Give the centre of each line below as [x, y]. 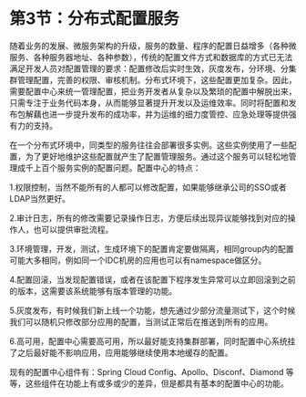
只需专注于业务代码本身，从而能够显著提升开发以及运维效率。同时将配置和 [149, 102]
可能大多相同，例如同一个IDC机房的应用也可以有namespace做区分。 [138, 260]
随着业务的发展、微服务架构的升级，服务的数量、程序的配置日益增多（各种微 [153, 46]
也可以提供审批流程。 [73, 229]
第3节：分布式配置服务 [95, 19]
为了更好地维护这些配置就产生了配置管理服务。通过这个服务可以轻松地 [157, 156]
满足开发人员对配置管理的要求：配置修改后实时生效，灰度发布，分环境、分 [149, 68]
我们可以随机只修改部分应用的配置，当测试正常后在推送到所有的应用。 [141, 321]
